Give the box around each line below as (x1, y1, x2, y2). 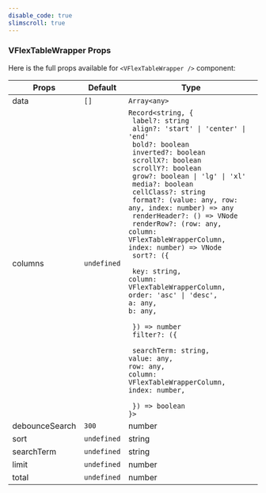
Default (88, 82, 117, 93)
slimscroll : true (8, 19, 66, 27)
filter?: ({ (131, 330, 177, 339)
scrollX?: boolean (131, 155, 202, 165)
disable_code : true (8, 11, 73, 20)
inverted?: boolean (131, 147, 206, 157)
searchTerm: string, (131, 346, 210, 355)
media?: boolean (131, 179, 194, 189)
